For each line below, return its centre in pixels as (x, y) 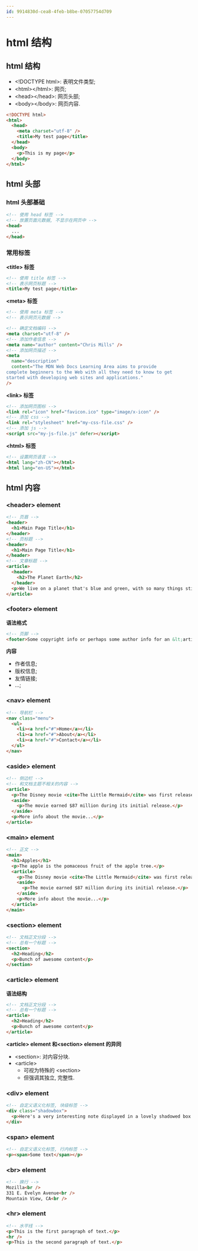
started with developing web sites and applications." (75, 377)
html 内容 (23, 488)
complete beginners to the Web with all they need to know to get (89, 372)
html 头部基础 (26, 202)
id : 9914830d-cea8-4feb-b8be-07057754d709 (59, 12)
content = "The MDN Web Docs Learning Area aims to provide (84, 367)
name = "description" (35, 361)
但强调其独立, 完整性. (49, 1078)
